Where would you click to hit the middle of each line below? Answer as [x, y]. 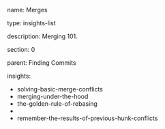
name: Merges [27, 10]
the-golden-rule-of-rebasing [57, 104]
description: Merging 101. [42, 36]
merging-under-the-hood [52, 96]
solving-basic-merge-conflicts [60, 89]
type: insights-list [31, 23]
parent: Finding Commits [42, 63]
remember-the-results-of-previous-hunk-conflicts [87, 118]
